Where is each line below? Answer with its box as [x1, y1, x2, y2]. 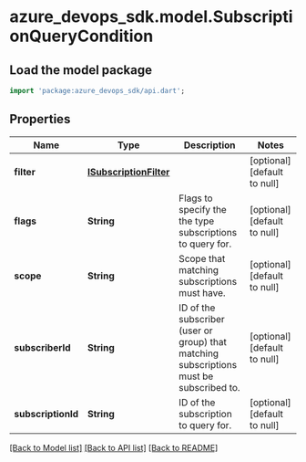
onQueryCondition [9, 26, 154, 47]
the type [178, 215, 215, 227]
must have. [178, 286, 226, 299]
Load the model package [9, 62, 153, 78]
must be [178, 370, 214, 383]
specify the [178, 203, 228, 215]
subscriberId [14, 341, 71, 353]
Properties [9, 111, 71, 127]
